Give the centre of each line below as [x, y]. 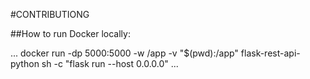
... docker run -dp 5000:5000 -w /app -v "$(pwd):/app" [124, 53]
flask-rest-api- [270, 53]
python [25, 63]
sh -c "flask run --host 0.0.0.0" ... [110, 63]
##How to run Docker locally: [70, 33]
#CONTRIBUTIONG [50, 14]
